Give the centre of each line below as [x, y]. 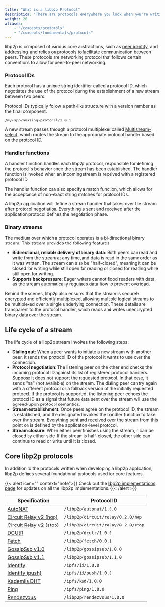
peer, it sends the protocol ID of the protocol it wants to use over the [81, 357]
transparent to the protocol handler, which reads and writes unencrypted [79, 309]
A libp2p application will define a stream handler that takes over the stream [81, 203]
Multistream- [138, 129]
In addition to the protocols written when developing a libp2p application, [79, 468]
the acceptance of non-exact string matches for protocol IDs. [67, 194]
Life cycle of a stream [39, 330]
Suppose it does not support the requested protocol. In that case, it [80, 378]
